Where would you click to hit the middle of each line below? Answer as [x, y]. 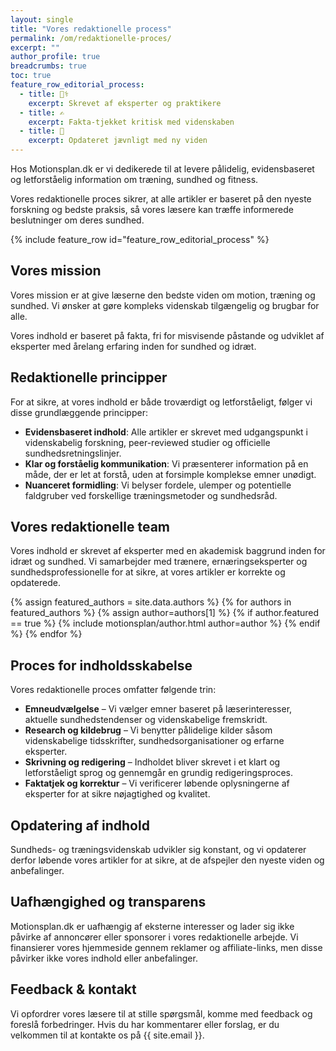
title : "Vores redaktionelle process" [91, 29]
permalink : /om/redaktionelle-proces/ [91, 38]
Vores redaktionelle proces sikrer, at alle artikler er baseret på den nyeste [161, 199]
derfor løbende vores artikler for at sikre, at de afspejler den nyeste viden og [167, 860]
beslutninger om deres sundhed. [77, 220]
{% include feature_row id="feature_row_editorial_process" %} [140, 239]
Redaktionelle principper [89, 377]
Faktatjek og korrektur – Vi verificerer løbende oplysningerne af [157, 783]
